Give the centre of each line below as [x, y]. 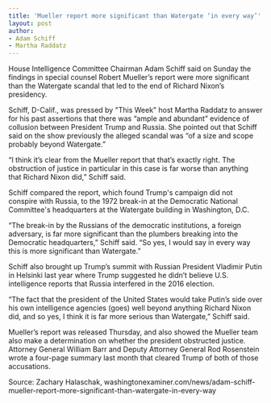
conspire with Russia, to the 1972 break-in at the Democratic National [123, 201]
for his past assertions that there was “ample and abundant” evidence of [129, 118]
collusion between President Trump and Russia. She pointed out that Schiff [133, 127]
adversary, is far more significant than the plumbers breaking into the [123, 234]
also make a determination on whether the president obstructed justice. [127, 341]
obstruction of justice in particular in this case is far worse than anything [128, 168]
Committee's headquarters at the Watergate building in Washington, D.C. [129, 210]
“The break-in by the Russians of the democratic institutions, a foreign [125, 226]
